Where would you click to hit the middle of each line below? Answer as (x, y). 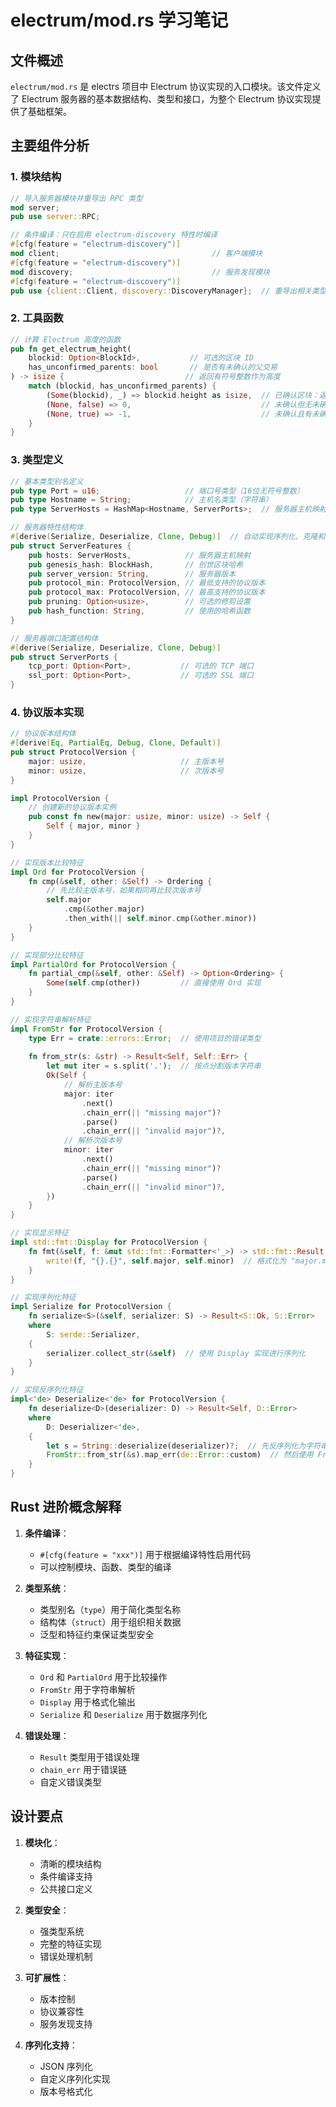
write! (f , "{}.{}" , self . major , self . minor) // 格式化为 (166, 1261)
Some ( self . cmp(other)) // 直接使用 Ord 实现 (154, 983)
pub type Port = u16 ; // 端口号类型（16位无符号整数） (157, 491)
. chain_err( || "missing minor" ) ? (151, 1168)
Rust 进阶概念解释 (66, 1507)
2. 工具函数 (37, 318)
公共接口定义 (66, 1888)
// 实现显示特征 (39, 1233)
